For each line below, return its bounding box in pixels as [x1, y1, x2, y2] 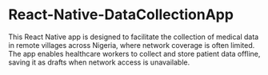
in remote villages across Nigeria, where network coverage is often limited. [8, 40, 255, 49]
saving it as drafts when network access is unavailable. [8, 57, 190, 67]
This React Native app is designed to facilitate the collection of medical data [8, 32, 259, 41]
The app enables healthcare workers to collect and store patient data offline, [8, 49, 261, 58]
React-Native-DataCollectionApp [8, 6, 234, 24]
